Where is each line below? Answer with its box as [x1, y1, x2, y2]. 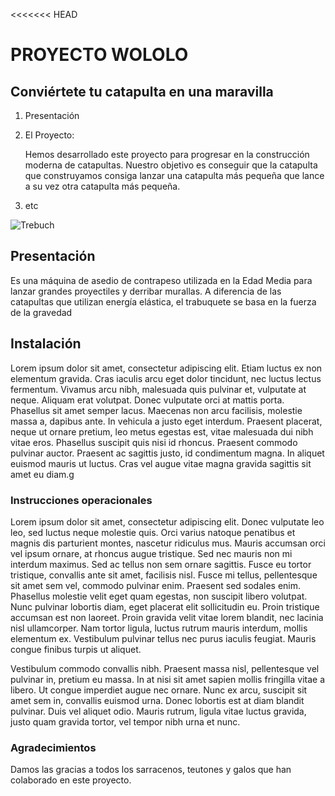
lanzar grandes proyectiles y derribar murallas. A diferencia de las [10, 285, 282, 297]
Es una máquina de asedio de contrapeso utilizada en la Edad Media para [10, 274, 313, 286]
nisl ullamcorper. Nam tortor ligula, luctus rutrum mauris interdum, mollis [10, 622, 308, 634]
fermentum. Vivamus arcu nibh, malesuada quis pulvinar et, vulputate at [10, 383, 307, 395]
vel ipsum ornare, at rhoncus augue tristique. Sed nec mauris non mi [10, 547, 293, 559]
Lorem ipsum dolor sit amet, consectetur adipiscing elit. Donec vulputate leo [10, 515, 325, 528]
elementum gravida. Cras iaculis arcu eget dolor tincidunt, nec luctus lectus [10, 372, 322, 384]
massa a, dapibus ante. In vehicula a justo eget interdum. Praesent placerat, [10, 415, 323, 427]
